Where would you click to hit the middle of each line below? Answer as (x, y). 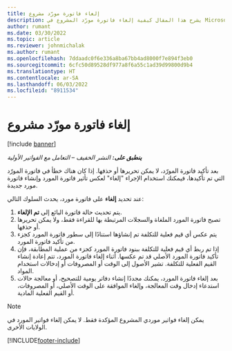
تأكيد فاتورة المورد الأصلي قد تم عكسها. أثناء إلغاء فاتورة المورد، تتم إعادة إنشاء (118, 256)
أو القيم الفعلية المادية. (46, 293)
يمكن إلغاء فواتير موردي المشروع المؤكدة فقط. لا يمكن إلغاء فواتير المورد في (106, 320)
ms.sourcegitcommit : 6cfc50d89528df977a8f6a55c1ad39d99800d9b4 (100, 65)
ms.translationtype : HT (41, 71)
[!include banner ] (32, 144)
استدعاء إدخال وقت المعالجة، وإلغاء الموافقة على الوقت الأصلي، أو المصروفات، (118, 286)
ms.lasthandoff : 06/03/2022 (48, 84)
